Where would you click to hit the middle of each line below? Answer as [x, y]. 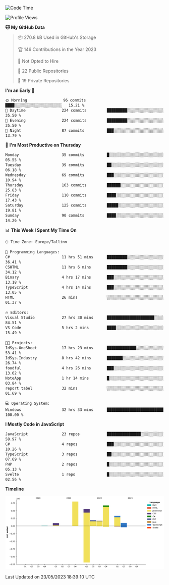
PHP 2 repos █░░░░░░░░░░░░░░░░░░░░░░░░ [84, 464]
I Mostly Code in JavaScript [35, 424]
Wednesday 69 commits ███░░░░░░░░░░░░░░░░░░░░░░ [84, 175]
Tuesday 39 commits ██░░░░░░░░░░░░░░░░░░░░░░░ [84, 165]
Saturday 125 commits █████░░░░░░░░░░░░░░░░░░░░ [84, 205]
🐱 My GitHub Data [25, 27]
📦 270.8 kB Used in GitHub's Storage [57, 37]
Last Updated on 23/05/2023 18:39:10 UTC [50, 577]
